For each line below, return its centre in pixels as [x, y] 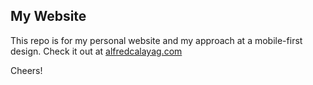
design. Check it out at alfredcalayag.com [96, 51]
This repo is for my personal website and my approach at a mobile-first [156, 40]
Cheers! [26, 70]
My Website [48, 16]
